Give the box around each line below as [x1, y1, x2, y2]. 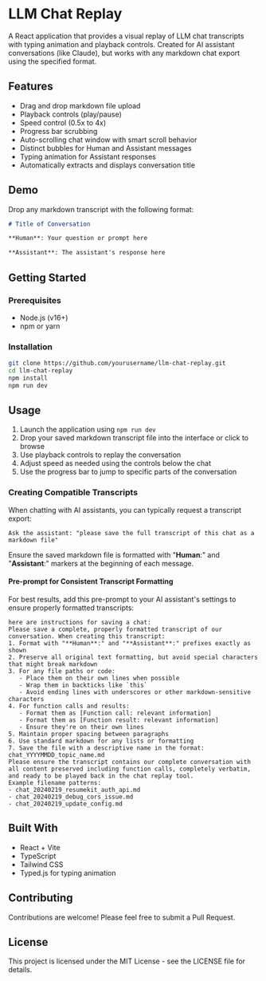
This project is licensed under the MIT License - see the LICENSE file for [8, 956, 245, 966]
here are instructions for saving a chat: [8, 618, 151, 626]
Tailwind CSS [19, 859, 64, 869]
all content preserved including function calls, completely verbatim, [8, 765, 251, 773]
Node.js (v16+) [19, 313, 68, 322]
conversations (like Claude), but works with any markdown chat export [8, 48, 241, 57]
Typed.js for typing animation [19, 868, 117, 877]
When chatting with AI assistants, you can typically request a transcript [8, 505, 241, 514]
